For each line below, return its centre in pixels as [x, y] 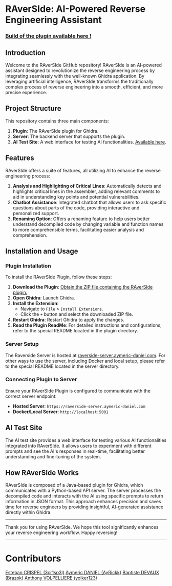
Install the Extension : [36, 304]
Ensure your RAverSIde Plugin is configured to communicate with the [78, 390]
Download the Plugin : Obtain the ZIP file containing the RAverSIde [83, 287]
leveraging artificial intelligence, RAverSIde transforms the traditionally [79, 81]
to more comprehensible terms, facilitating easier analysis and [78, 229]
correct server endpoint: [31, 396]
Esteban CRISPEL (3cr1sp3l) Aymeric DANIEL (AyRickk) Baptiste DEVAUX [82, 573]
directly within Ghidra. [29, 512]
